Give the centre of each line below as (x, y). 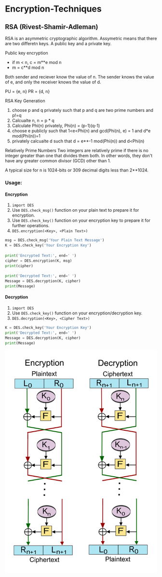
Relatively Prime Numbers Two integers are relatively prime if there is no (77, 150)
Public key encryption (27, 53)
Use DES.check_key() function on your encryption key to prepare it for (81, 220)
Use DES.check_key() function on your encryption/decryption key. (77, 313)
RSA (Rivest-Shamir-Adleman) (52, 27)
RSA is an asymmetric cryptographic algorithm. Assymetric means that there (81, 38)
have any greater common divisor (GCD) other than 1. (58, 161)
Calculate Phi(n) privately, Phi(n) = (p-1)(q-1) (56, 125)
